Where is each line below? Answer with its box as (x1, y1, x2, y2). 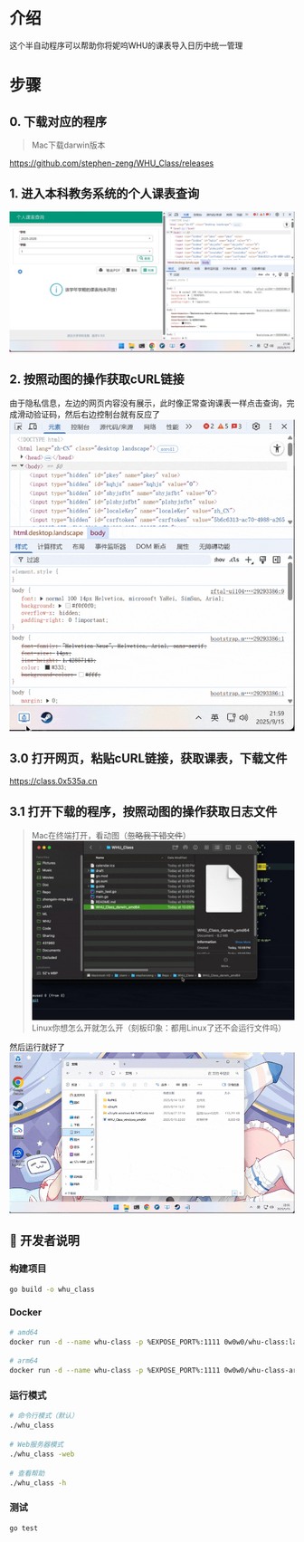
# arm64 (9, 1356, 39, 1365)
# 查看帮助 (9, 1469, 45, 1478)
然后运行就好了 (9, 1041, 65, 1052)
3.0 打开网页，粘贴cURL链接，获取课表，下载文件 (9, 751, 288, 766)
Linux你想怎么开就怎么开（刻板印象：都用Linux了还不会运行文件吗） (31, 1022, 287, 1033)
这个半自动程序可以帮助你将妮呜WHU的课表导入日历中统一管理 (9, 40, 243, 51)
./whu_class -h (9, 1478, 67, 1488)
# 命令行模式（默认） (9, 1412, 79, 1421)
